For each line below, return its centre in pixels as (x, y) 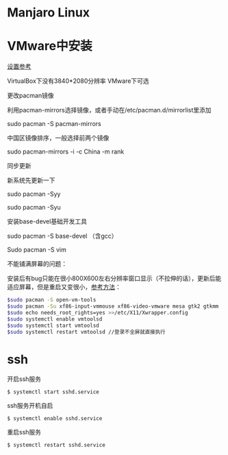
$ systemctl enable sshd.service (55, 419)
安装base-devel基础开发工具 (47, 221)
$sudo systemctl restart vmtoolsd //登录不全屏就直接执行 (86, 332)
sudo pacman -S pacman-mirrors (54, 124)
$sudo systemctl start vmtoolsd (53, 325)
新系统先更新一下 (31, 180)
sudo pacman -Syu (34, 208)
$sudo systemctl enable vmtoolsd (55, 319)
